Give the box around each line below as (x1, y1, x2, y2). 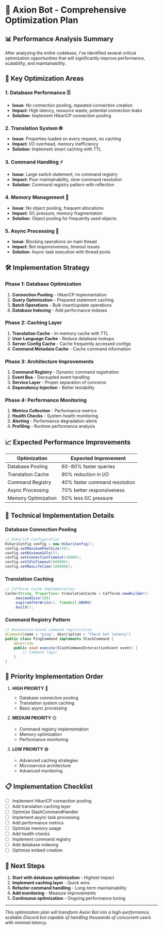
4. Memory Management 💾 (5, 194, 69, 201)
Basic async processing (19, 705, 67, 711)
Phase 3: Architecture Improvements (5, 358, 94, 365)
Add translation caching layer (12, 803, 71, 809)
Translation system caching (19, 700, 75, 706)
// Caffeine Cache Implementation (5, 586, 75, 592)
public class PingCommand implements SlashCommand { (5, 636, 114, 641)
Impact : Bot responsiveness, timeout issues (12, 243, 100, 250)
